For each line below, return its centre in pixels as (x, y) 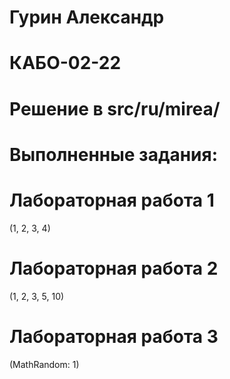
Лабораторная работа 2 (114, 268)
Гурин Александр (87, 17)
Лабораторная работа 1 (112, 200)
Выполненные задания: (114, 154)
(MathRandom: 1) (44, 364)
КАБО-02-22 (65, 63)
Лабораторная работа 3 (114, 336)
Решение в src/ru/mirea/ (115, 108)
